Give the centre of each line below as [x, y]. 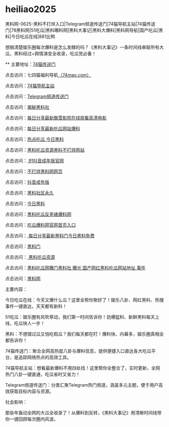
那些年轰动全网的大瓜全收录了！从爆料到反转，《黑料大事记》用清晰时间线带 [83, 412]
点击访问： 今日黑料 [25, 203]
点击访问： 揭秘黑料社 [27, 107]
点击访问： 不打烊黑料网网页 [34, 171]
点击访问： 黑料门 [23, 246]
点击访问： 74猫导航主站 [30, 85]
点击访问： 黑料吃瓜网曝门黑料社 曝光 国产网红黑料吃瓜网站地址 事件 [75, 268]
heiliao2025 [31, 9]
